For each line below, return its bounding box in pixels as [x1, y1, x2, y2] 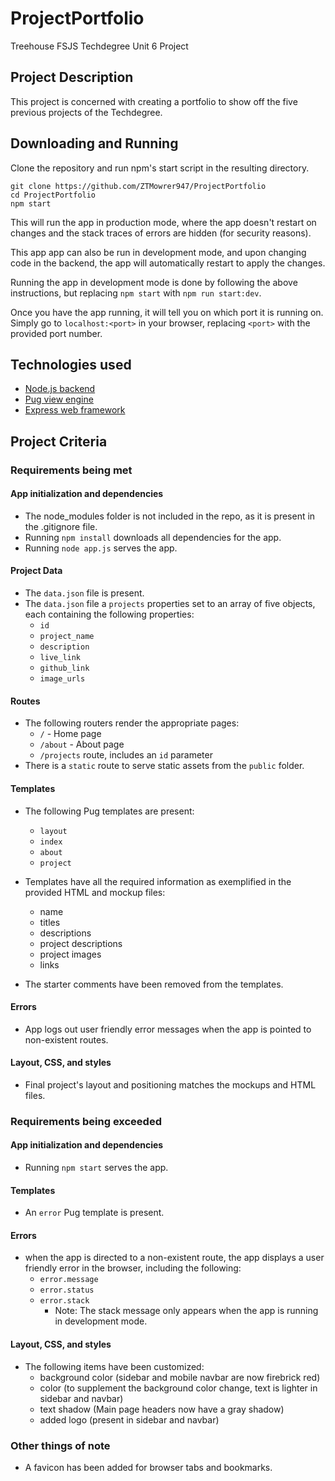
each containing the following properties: [24, 608, 195, 621]
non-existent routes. [24, 1033, 109, 1046]
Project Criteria [10, 433, 108, 450]
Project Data [10, 565, 63, 577]
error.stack [39, 1296, 90, 1306]
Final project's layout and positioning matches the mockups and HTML [24, 1078, 317, 1091]
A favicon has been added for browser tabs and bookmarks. [24, 1461, 273, 1473]
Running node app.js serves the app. [24, 542, 178, 554]
